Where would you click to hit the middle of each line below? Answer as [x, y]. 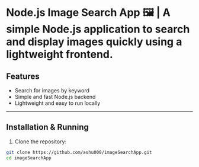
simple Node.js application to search [98, 29]
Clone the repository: [41, 142]
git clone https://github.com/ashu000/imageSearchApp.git [79, 152]
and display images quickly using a [94, 42]
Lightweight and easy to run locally [57, 103]
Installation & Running [47, 127]
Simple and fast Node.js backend [55, 97]
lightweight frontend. [60, 54]
